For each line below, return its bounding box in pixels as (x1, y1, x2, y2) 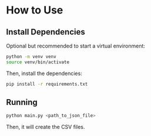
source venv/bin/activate (6, 59, 69, 65)
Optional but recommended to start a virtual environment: (6, 42, 146, 49)
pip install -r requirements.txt (6, 81, 88, 87)
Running (6, 97, 38, 107)
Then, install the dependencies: (6, 70, 82, 77)
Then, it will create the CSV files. (6, 124, 85, 131)
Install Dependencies (6, 27, 85, 37)
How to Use (6, 4, 63, 17)
